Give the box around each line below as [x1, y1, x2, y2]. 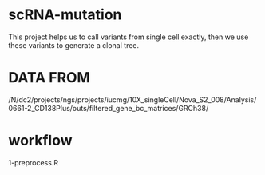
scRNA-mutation [8, 6, 122, 24]
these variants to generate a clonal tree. [8, 40, 140, 50]
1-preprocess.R [8, 157, 58, 167]
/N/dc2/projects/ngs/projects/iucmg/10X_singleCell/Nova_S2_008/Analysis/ [8, 94, 257, 105]
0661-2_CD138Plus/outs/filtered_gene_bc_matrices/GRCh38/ [8, 103, 209, 113]
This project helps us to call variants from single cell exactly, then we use [8, 32, 249, 42]
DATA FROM [8, 69, 90, 87]
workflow [8, 132, 73, 149]
